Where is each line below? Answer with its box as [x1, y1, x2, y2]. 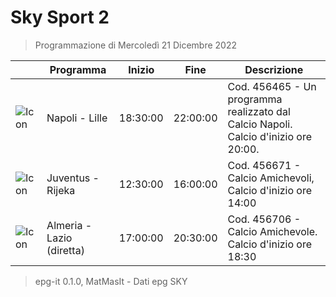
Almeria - [46, 218, 93, 232]
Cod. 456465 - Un [227, 79, 317, 93]
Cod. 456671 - [227, 158, 302, 172]
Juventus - [46, 171, 100, 185]
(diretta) [46, 243, 85, 257]
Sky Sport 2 [10, 6, 110, 29]
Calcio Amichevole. [227, 224, 318, 238]
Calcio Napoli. [227, 117, 293, 131]
